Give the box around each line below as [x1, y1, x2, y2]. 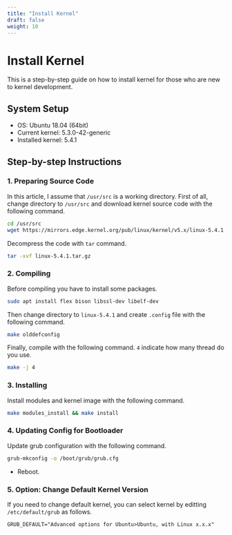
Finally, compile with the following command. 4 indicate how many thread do [7, 343, 224, 352]
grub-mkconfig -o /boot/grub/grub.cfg [7, 455, 119, 462]
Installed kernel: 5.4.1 [17, 136, 77, 144]
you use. [7, 351, 32, 359]
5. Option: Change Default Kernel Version [7, 485, 148, 494]
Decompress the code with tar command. [7, 239, 127, 247]
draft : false [7, 17, 45, 23]
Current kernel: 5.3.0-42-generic [17, 128, 111, 137]
